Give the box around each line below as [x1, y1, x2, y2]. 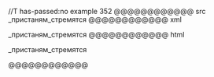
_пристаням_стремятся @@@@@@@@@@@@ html [8, 30, 185, 39]
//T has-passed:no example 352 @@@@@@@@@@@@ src [8, 7, 206, 16]
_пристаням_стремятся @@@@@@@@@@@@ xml [8, 15, 183, 24]
